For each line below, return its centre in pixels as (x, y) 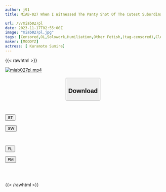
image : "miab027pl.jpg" (30, 33)
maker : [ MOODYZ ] (22, 42)
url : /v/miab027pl (24, 23)
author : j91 (17, 10)
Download (83, 91)
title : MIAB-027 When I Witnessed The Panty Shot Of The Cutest (73, 14)
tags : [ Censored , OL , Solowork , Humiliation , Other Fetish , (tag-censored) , (80, 37)
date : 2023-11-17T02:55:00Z (34, 28)
